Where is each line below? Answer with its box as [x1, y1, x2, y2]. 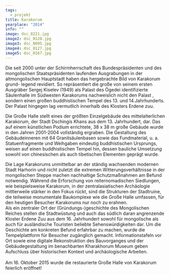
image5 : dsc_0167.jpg [5, 50, 52, 56]
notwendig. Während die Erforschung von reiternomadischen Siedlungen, [5, 177, 160, 184]
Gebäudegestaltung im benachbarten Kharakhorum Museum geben [5, 243, 148, 249]
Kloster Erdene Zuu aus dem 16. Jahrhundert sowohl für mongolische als [5, 215, 159, 222]
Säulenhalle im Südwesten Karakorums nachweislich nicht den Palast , [5, 92, 154, 98]
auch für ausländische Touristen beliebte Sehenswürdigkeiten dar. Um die [5, 221, 161, 227]
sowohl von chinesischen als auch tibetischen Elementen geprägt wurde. [5, 151, 160, 157]
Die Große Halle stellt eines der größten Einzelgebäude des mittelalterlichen [5, 113, 165, 119]
